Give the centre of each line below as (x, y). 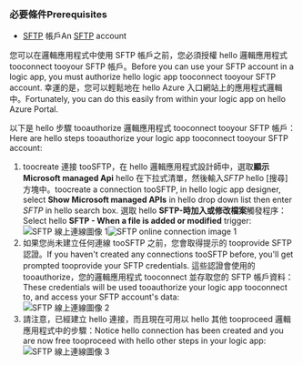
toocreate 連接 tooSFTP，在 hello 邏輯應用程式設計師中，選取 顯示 (146, 167)
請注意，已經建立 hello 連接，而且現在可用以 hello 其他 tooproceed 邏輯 (157, 319)
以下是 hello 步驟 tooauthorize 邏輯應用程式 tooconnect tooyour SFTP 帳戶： (152, 128)
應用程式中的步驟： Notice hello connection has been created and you (153, 330)
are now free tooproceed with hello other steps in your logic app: (144, 341)
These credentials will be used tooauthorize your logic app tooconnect (155, 288)
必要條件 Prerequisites (58, 14)
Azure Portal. (34, 109)
